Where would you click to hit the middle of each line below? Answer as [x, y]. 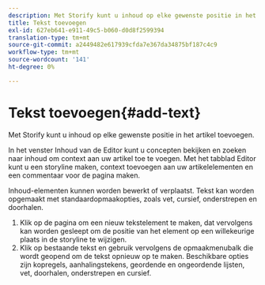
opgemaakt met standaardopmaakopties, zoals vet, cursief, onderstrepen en [132, 199]
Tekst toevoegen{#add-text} [105, 112]
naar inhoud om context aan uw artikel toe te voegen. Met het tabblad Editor [132, 158]
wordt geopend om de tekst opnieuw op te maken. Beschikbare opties [134, 256]
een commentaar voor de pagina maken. [74, 175]
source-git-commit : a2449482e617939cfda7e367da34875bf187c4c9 [113, 45]
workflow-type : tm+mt [44, 52]
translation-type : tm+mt [49, 37]
